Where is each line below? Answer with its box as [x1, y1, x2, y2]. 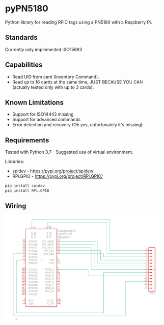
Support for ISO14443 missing [12, 111, 74, 117]
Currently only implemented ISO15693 [5, 46, 82, 52]
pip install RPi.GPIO [5, 189, 50, 193]
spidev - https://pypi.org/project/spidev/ [12, 168, 94, 174]
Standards [5, 33, 38, 42]
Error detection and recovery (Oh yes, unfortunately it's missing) [12, 122, 143, 128]
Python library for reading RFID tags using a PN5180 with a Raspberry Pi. [5, 19, 152, 25]
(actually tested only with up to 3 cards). [12, 84, 94, 90]
